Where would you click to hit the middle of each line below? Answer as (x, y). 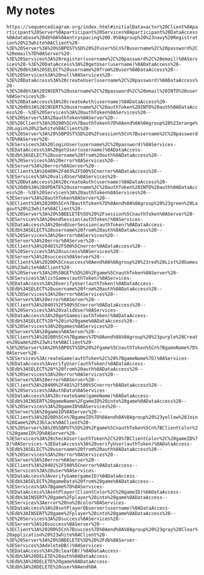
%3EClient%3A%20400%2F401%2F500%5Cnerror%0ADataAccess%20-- (85, 385)
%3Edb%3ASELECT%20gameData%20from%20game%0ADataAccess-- (80, 481)
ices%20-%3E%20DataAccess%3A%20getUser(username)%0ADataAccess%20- (94, 64)
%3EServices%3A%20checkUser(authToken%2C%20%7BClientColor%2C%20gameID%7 (102, 438)
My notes (31, 11)
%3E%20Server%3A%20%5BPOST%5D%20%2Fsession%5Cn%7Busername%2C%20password (102, 134)
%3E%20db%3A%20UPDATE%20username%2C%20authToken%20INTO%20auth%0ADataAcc (102, 187)
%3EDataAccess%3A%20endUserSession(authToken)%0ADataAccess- (86, 225)
